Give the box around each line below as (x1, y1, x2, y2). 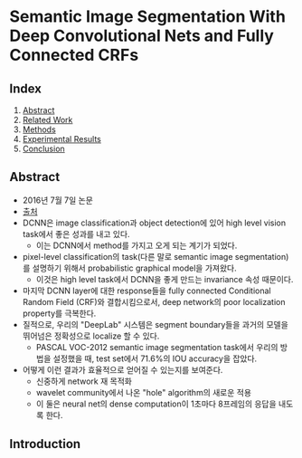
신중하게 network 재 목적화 (35, 376, 133, 386)
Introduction (9, 436, 81, 452)
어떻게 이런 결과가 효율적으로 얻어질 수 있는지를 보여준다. (22, 364, 223, 375)
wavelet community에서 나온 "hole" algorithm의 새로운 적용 (35, 386, 251, 397)
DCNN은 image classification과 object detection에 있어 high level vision (22, 217, 287, 228)
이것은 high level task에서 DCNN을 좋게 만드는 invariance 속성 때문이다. (35, 273, 294, 284)
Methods (22, 124, 56, 135)
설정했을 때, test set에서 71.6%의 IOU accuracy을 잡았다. (52, 353, 258, 364)
